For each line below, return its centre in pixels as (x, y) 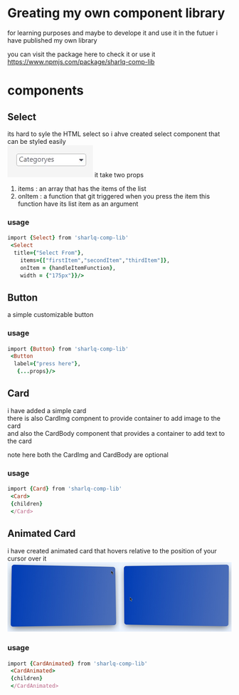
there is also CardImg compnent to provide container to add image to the (114, 418)
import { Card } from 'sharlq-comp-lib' (65, 489)
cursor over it (27, 558)
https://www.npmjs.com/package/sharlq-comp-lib (81, 61)
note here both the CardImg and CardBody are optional (88, 454)
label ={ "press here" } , (47, 364)
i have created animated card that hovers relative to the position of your (112, 550)
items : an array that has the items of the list (82, 188)
